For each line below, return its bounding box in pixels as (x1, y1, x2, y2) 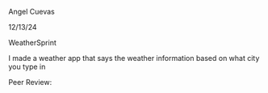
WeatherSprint (8, 38, 57, 47)
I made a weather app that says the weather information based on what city (8, 54, 260, 63)
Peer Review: (8, 78, 52, 87)
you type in (8, 62, 46, 71)
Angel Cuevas (8, 7, 55, 16)
